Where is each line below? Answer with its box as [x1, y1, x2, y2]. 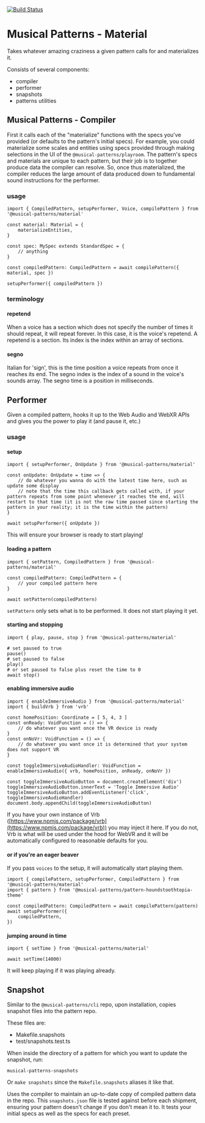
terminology [7, 294, 45, 303]
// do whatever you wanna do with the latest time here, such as [18, 478, 188, 484]
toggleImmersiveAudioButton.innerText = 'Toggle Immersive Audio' [7, 784, 179, 790]
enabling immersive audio [7, 685, 74, 692]
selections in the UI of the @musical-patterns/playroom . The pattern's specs [7, 150, 198, 158]
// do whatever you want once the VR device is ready [18, 725, 157, 731]
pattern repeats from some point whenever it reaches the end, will [7, 494, 185, 500]
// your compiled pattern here [18, 580, 98, 587]
